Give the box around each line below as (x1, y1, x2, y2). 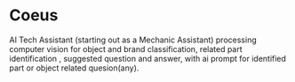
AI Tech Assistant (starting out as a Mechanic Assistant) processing (9, 34, 257, 45)
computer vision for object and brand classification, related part (9, 43, 243, 54)
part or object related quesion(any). (9, 63, 140, 73)
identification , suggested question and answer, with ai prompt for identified (9, 53, 287, 63)
